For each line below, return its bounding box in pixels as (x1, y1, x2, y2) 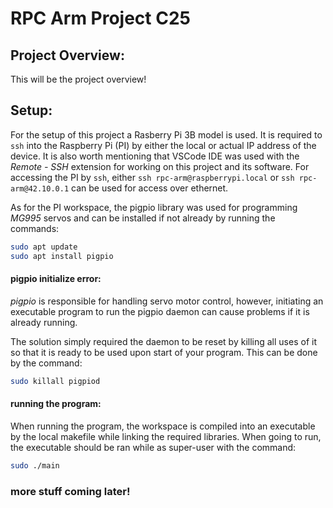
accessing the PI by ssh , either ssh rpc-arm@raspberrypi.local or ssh (10, 171, 295, 183)
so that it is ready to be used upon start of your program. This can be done (10, 346, 318, 358)
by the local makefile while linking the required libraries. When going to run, (10, 430, 322, 442)
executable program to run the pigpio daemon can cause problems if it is (10, 305, 310, 317)
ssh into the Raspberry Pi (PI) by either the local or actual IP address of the (10, 139, 317, 151)
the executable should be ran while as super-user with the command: (10, 441, 297, 453)
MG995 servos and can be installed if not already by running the (10, 212, 276, 224)
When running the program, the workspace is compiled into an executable (10, 420, 316, 432)
